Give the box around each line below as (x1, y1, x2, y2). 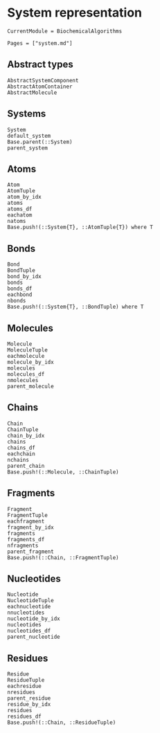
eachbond (7, 291, 33, 298)
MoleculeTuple (7, 347, 48, 354)
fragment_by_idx (7, 524, 54, 531)
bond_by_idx (7, 273, 42, 280)
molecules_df (7, 371, 45, 378)
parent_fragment (7, 548, 54, 555)
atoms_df (7, 206, 33, 212)
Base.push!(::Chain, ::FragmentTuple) (7, 554, 119, 561)
